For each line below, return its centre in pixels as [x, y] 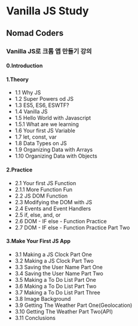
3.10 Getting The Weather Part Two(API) [64, 311]
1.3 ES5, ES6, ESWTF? [42, 105]
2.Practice [19, 170]
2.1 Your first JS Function [45, 183]
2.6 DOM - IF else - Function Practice [61, 221]
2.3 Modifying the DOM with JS [53, 202]
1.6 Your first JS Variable [45, 131]
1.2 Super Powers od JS [44, 99]
